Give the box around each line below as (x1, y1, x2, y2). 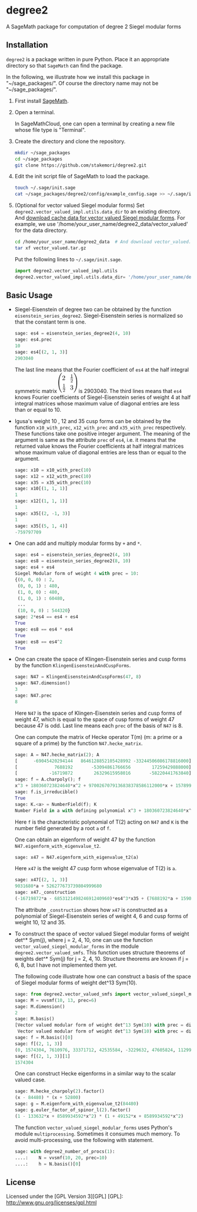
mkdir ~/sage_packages (14, 149, 71, 156)
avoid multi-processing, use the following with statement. (14, 1136, 154, 1143)
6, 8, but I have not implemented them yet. (14, 961, 118, 968)
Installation (6, 40, 48, 50)
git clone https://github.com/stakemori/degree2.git (14, 162, 147, 168)
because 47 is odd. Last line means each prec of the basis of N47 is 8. (14, 722, 183, 729)
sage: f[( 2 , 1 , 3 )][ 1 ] (14, 1053, 71, 1059)
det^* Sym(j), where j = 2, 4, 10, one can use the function (14, 936, 153, 943)
